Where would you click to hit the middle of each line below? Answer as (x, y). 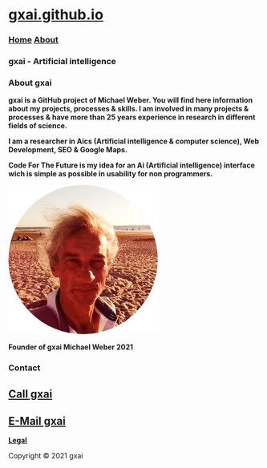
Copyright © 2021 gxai (46, 456)
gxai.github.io (56, 15)
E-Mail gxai (37, 421)
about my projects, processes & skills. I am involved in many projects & (129, 109)
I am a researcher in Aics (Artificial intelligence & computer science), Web (133, 141)
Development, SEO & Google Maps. (68, 150)
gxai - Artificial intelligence (62, 62)
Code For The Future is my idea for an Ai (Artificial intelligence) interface (131, 165)
